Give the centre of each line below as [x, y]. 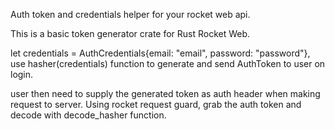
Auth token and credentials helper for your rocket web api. [130, 14]
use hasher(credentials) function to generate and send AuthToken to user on [168, 63]
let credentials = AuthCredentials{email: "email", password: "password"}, [160, 53]
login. [22, 74]
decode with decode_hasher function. [88, 115]
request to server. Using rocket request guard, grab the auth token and [156, 104]
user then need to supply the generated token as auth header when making [165, 93]
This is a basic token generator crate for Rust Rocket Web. [130, 33]
